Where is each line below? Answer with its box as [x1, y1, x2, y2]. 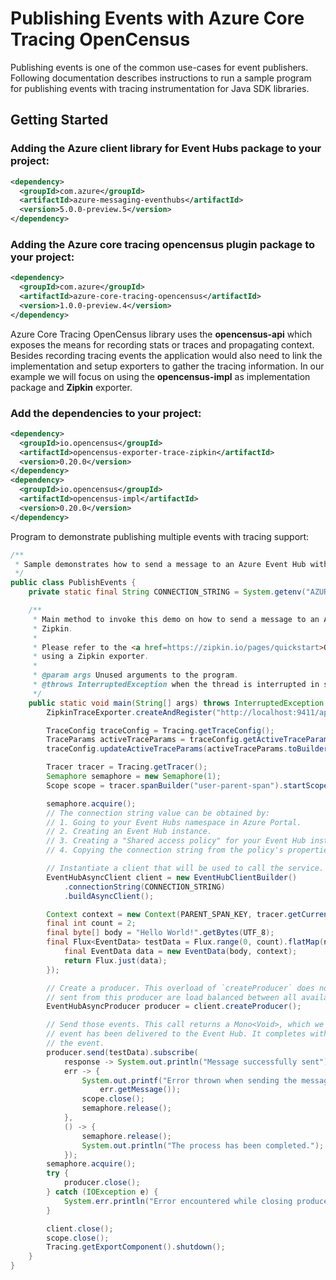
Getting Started [10, 112, 109, 129]
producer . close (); [63, 1178, 141, 1188]
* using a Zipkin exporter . [32, 652, 150, 662]
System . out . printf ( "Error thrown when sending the [81, 1075, 298, 1086]
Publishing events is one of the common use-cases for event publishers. [10, 61, 309, 73]
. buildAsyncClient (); [63, 891, 155, 901]
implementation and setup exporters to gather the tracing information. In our [10, 360, 325, 372]
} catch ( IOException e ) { [46, 1187, 159, 1197]
